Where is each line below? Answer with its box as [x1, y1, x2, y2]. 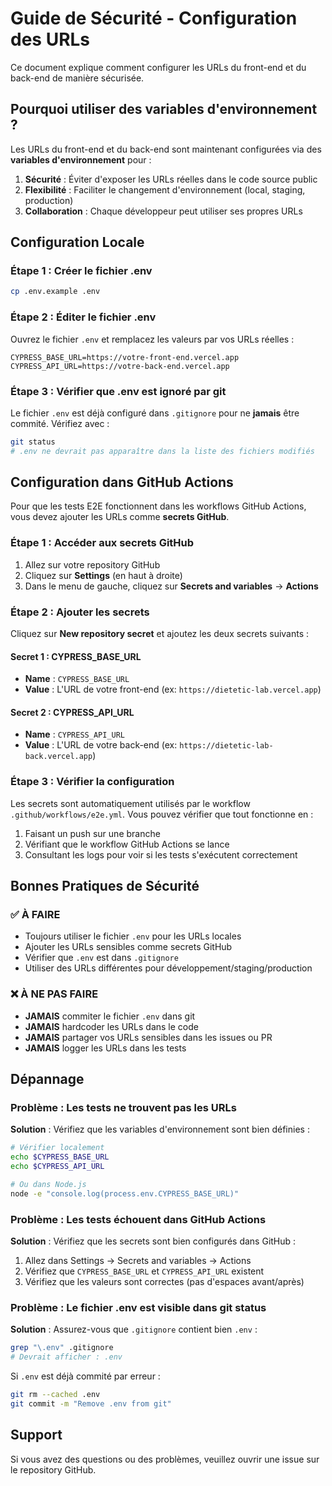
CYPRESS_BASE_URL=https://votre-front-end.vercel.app [10, 352, 240, 362]
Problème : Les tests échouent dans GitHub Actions [10, 1212, 267, 1226]
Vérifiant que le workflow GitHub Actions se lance [24, 838, 230, 850]
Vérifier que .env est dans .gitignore [24, 952, 179, 964]
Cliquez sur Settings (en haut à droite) [24, 569, 183, 581]
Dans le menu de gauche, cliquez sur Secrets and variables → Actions [24, 580, 319, 592]
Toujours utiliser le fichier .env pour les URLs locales [24, 930, 242, 942]
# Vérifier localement [10, 1143, 105, 1153]
